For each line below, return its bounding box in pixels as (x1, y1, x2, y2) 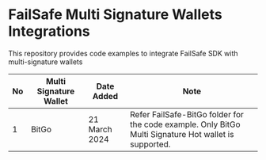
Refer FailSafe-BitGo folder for (130, 109, 244, 120)
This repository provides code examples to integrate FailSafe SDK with (8, 48, 239, 58)
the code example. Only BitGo (130, 119, 241, 130)
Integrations (8, 22, 91, 40)
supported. (130, 139, 171, 150)
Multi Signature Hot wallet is (130, 128, 234, 139)
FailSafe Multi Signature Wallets (8, 6, 223, 24)
